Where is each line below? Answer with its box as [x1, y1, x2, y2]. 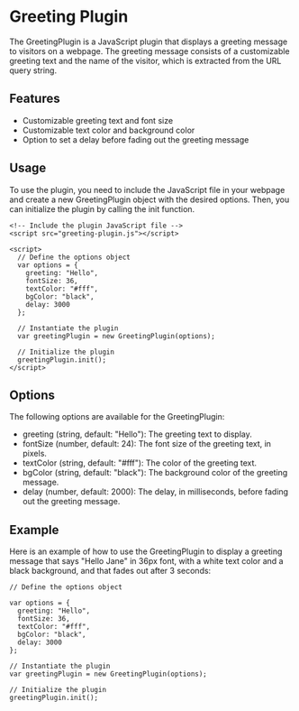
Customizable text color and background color [22, 125, 195, 135]
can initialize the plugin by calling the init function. [9, 203, 195, 214]
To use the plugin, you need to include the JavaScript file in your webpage [9, 184, 285, 195]
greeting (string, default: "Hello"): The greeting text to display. [22, 429, 252, 439]
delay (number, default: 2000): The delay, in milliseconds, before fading [22, 486, 289, 497]
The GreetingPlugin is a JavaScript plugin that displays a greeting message [9, 36, 288, 47]
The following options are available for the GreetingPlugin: [9, 411, 225, 422]
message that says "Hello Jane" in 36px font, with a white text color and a [9, 556, 284, 567]
